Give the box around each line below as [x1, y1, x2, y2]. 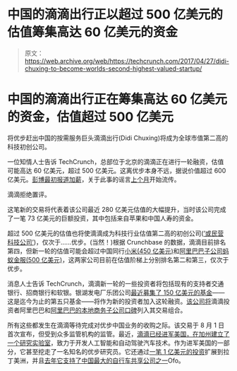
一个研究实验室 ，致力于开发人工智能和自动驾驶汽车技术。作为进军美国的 [7, 338, 217, 347]
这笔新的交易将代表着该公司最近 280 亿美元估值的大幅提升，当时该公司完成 [7, 205, 226, 213]
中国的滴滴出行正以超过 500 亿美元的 [7, 6, 224, 23]
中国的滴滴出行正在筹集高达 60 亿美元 [7, 91, 228, 107]
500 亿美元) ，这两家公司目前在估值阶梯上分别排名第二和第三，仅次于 [28, 255, 229, 264]
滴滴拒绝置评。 [7, 190, 51, 199]
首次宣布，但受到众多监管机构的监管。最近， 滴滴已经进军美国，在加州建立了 [7, 329, 230, 338]
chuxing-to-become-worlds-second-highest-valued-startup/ [24, 64, 202, 73]
